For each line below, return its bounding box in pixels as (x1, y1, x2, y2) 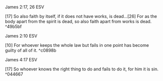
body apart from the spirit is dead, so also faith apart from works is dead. (5, 19, 152, 24)
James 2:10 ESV (5, 33, 37, 39)
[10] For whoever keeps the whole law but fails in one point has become (5, 42, 149, 48)
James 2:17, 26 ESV (5, 4, 45, 10)
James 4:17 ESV (5, 57, 37, 62)
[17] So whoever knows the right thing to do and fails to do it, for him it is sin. (5, 66, 159, 72)
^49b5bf (5, 24, 22, 29)
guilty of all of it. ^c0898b (5, 48, 57, 53)
